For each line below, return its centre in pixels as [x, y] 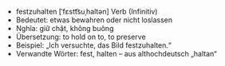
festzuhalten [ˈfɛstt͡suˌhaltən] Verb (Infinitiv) [87, 12]
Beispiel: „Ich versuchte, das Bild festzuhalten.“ [93, 45]
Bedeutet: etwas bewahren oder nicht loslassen [94, 20]
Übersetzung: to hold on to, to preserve [81, 37]
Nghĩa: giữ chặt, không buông [65, 28]
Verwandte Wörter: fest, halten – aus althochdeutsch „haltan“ [116, 54]
